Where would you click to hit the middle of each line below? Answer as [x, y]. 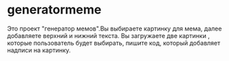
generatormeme [54, 10]
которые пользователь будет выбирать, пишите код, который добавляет [114, 43]
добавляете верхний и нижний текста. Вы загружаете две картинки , [108, 35]
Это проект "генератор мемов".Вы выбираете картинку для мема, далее [115, 28]
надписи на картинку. [39, 50]
